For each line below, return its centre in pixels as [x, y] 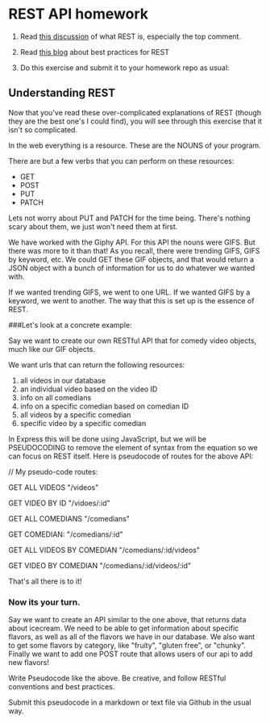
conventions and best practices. [62, 687]
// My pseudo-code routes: [53, 471]
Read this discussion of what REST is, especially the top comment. [131, 36]
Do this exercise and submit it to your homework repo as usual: [125, 67]
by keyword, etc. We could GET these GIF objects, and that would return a [131, 259]
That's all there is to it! [45, 581]
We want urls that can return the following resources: [97, 365]
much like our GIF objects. [52, 349]
